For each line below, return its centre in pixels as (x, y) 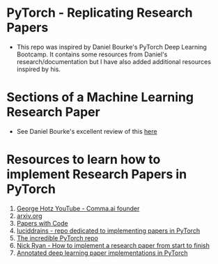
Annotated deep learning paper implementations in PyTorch (102, 253)
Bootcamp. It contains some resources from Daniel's (92, 54)
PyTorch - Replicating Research (100, 13)
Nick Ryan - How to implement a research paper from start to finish (113, 245)
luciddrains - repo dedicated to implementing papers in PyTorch (108, 231)
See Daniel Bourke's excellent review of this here (87, 131)
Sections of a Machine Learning (100, 97)
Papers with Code (42, 223)
